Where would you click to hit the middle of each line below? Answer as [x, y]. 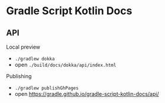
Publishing [19, 76]
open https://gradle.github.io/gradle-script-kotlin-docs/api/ [87, 94]
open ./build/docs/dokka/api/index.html [65, 65]
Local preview [23, 47]
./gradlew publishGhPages [46, 88]
